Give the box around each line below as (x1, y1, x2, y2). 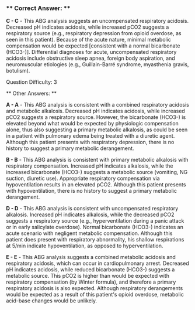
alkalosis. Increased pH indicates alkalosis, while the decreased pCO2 (6, 211, 175, 218)
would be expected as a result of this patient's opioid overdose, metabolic (6, 291, 184, 298)
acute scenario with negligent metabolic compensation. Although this (6, 230, 173, 237)
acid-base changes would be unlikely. (6, 297, 97, 304)
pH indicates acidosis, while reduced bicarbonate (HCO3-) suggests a (6, 266, 175, 273)
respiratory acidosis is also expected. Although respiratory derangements (6, 285, 183, 292)
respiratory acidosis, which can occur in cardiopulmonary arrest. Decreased (6, 260, 189, 267)
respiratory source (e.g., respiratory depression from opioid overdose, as (6, 30, 182, 37)
